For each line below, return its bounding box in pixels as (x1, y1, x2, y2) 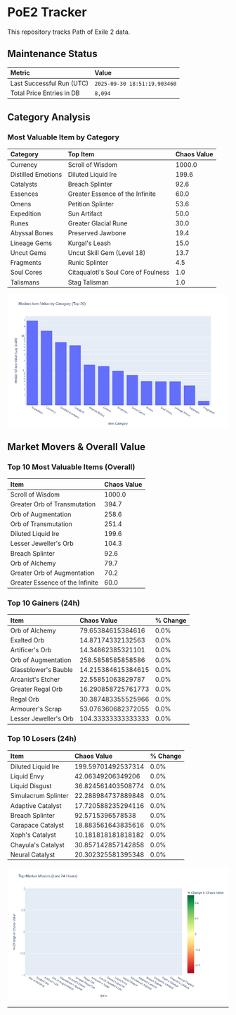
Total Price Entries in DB (10, 89, 80, 97)
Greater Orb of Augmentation (10, 568, 95, 578)
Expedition (10, 209, 41, 218)
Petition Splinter (67, 199, 114, 208)
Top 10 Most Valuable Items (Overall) (7, 462, 136, 472)
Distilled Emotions (10, 170, 63, 178)
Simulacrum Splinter (10, 792, 69, 800)
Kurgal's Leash (67, 239, 111, 247)
